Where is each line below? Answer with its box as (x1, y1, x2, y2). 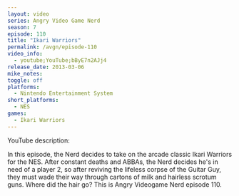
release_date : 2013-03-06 (7, 63, 84, 71)
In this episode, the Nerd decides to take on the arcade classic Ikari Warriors (7, 150, 233, 158)
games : (7, 110, 27, 117)
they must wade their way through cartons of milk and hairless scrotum (7, 172, 217, 181)
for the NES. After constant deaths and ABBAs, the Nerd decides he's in (7, 158, 219, 166)
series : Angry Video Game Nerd (7, 17, 101, 24)
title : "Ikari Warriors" (7, 37, 81, 44)
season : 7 (7, 24, 37, 31)
